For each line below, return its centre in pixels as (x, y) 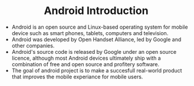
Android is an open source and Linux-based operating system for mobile (100, 27)
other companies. (33, 46)
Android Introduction (96, 11)
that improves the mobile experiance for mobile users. (77, 77)
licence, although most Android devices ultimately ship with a (86, 58)
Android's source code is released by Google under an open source (94, 51)
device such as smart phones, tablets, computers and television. (90, 33)
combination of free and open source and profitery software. (86, 64)
